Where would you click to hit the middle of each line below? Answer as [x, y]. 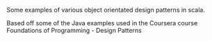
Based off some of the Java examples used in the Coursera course [102, 23]
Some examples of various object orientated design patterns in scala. [106, 10]
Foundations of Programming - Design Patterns [74, 30]
